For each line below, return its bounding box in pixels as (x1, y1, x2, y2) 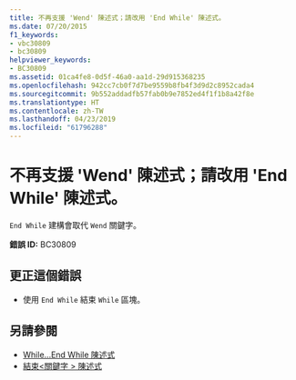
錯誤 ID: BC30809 (9, 238, 77, 250)
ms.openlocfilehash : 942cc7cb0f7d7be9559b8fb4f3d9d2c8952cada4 (9, 81, 255, 90)
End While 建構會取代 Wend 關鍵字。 (9, 219, 141, 230)
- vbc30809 (9, 38, 51, 48)
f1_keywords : (9, 30, 59, 39)
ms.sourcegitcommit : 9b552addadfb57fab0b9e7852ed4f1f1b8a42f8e (9, 89, 255, 98)
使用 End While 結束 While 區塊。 (22, 294, 146, 305)
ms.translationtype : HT (9, 97, 100, 107)
